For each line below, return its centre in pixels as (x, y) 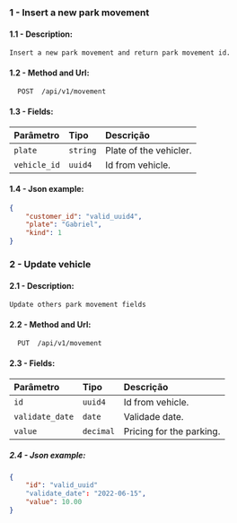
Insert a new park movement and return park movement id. (120, 53)
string (83, 150)
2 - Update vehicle (50, 265)
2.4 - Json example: (48, 456)
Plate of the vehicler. (148, 150)
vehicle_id (37, 165)
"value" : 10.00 (54, 502)
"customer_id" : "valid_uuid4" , (84, 216)
